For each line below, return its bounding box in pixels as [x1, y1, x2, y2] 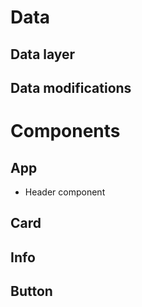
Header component [24, 186, 106, 198]
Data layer [10, 46, 76, 63]
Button [10, 283, 53, 300]
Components [10, 120, 121, 143]
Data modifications [10, 79, 132, 96]
